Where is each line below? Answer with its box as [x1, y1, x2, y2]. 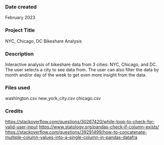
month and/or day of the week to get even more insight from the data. [5, 72, 147, 78]
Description [5, 50, 34, 57]
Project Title [5, 27, 35, 34]
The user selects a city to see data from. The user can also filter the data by [5, 66, 159, 72]
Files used [5, 84, 31, 91]
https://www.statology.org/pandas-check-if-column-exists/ [38, 124, 159, 130]
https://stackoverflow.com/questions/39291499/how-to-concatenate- [5, 129, 147, 135]
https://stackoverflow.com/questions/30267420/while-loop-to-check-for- [5, 119, 155, 125]
